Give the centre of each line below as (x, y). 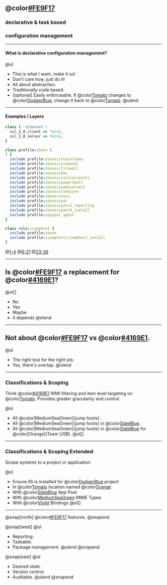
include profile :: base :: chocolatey (46, 159)
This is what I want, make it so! (44, 74)
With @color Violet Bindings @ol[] (46, 503)
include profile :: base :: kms (39, 173)
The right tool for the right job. (43, 360)
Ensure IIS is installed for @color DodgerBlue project (66, 482)
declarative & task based (36, 22)
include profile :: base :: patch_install (50, 210)
